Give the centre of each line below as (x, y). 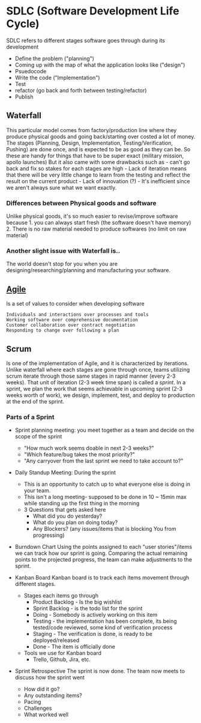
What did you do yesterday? (67, 516)
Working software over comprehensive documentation (72, 320)
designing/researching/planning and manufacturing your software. (88, 270)
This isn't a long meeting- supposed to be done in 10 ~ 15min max (105, 497)
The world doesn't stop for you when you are (62, 264)
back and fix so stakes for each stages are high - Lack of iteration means (97, 168)
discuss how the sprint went (50, 677)
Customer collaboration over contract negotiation (71, 325)
